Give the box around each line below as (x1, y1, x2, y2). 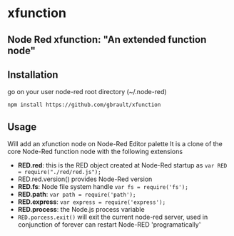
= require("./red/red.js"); (17, 169, 101, 176)
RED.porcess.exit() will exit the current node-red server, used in (17, 212, 208, 222)
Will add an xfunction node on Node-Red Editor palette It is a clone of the (7, 140, 223, 148)
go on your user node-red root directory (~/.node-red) (7, 88, 167, 96)
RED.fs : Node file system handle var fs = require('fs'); (17, 183, 189, 191)
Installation (7, 68, 58, 81)
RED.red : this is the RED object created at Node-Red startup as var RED (17, 161, 228, 170)
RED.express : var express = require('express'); (17, 197, 166, 206)
